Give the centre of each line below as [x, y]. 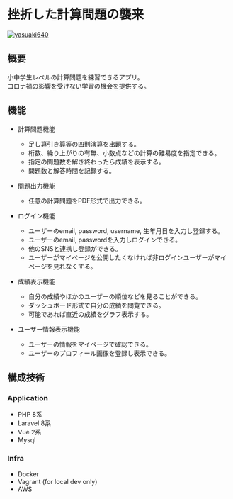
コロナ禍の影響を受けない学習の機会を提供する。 [79, 86]
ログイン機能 [36, 215]
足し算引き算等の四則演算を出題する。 [84, 144]
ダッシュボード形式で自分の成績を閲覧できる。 [96, 305]
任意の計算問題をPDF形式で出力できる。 [87, 201]
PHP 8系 [30, 415]
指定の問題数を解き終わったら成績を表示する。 [96, 162]
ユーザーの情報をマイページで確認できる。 [90, 344]
